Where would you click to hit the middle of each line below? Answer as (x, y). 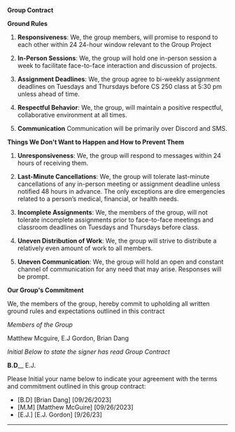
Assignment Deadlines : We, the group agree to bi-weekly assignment (119, 79)
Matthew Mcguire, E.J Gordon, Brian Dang (68, 338)
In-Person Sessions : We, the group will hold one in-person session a (117, 58)
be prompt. (33, 276)
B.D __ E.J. (22, 365)
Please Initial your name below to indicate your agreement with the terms (112, 379)
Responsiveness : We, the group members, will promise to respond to (117, 37)
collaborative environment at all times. (72, 115)
